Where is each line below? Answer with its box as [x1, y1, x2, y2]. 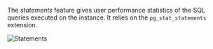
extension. [7, 21, 38, 29]
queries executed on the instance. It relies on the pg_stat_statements [7, 13, 207, 22]
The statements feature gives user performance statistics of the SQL [7, 6, 205, 14]
